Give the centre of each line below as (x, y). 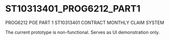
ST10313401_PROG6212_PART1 (73, 9)
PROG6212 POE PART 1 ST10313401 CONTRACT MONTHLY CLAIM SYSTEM (85, 22)
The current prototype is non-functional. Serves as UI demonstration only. (82, 32)
